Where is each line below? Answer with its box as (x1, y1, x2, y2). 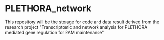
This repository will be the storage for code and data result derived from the (5, 19, 159, 25)
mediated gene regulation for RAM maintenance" (5, 29, 104, 35)
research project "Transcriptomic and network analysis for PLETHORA (5, 24, 148, 30)
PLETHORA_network (5, 3, 92, 14)
